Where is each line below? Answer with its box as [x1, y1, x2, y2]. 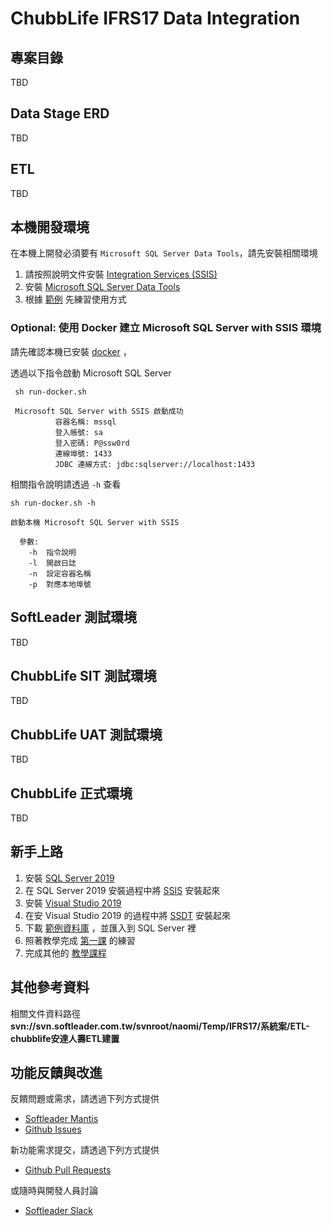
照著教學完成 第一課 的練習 [24, 934, 136, 946]
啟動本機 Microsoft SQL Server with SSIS [10, 517, 180, 527]
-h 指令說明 [28, 547, 77, 557]
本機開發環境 [10, 219, 90, 236]
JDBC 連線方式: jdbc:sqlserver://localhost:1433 [54, 459, 256, 469]
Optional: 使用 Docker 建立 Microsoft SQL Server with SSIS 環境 [10, 321, 322, 335]
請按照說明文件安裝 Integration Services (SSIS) [24, 268, 218, 281]
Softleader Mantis [24, 1113, 99, 1125]
